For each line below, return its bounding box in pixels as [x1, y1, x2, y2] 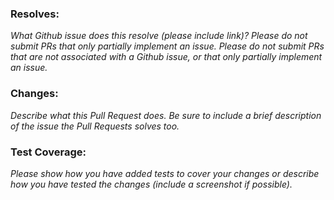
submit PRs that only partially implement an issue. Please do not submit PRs [10, 40, 325, 52]
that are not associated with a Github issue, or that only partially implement [10, 51, 323, 63]
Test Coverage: [10, 145, 87, 159]
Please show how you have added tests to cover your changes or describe [10, 167, 320, 179]
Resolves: [10, 7, 60, 21]
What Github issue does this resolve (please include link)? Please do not [10, 30, 308, 42]
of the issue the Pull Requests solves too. [10, 120, 180, 132]
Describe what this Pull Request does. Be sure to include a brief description [10, 109, 322, 121]
